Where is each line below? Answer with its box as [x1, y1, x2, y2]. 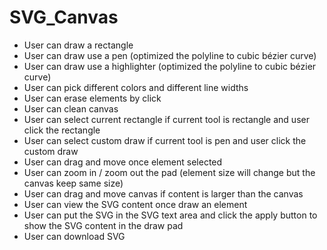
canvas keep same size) [23, 177, 124, 189]
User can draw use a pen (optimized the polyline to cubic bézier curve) [23, 49, 317, 61]
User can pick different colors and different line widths [23, 81, 249, 93]
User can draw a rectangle [23, 39, 134, 51]
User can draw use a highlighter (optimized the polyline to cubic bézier [23, 60, 317, 72]
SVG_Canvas [9, 6, 119, 29]
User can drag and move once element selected [23, 156, 223, 168]
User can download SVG [23, 230, 126, 242]
